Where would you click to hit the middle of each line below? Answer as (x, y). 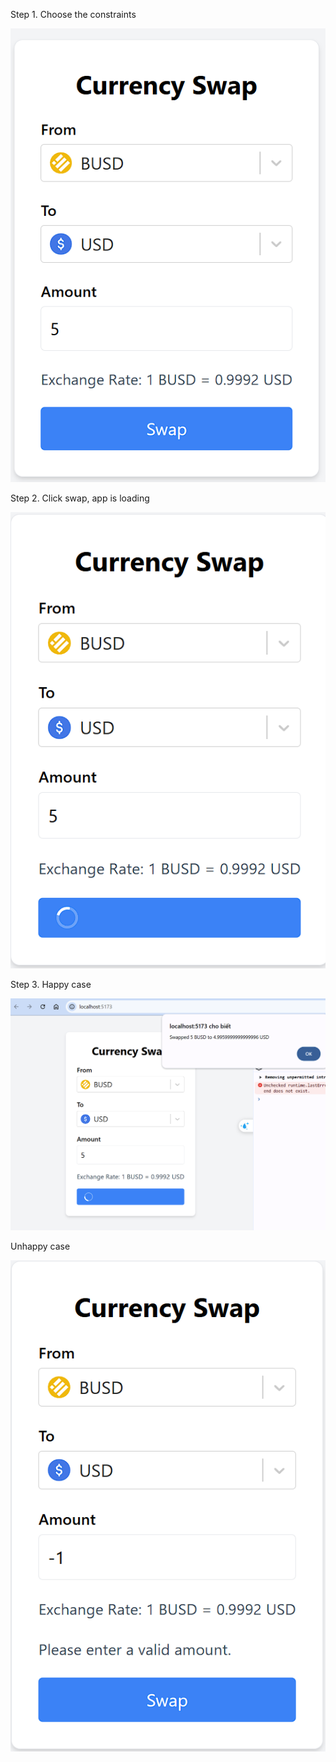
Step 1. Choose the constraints (73, 14)
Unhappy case (40, 1246)
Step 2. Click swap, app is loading (80, 498)
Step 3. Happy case (51, 985)
